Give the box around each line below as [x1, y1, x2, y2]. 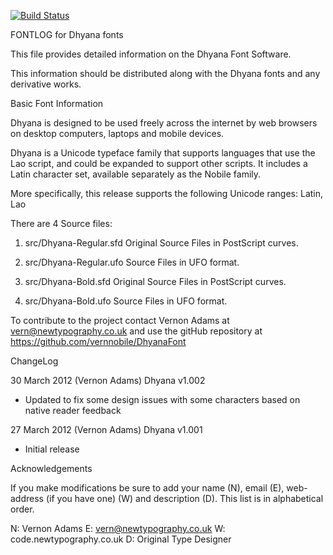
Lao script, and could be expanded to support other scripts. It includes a [10, 158, 308, 169]
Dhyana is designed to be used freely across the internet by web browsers [10, 117, 318, 129]
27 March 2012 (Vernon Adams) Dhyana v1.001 [10, 424, 203, 435]
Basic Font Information [10, 98, 104, 109]
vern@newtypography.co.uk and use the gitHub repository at [10, 325, 263, 337]
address [10, 493, 44, 504]
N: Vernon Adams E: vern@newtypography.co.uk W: [10, 523, 226, 534]
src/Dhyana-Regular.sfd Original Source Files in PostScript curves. [24, 237, 299, 249]
